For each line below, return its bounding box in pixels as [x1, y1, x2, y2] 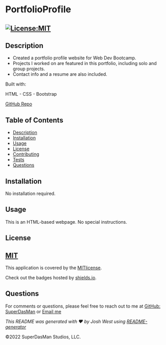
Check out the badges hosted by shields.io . [5, 275, 97, 281]
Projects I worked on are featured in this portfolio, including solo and [12, 60, 157, 67]
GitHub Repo [5, 101, 32, 107]
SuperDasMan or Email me [5, 308, 61, 314]
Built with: [5, 81, 27, 88]
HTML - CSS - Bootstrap [5, 91, 57, 97]
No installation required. [5, 190, 56, 197]
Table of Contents [5, 116, 64, 124]
